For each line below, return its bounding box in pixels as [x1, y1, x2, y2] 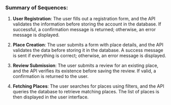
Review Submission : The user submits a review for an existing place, [12, 63, 159, 69]
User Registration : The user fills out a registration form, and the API [12, 16, 156, 22]
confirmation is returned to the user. [12, 73, 89, 80]
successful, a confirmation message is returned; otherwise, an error [12, 27, 156, 33]
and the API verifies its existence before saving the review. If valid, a [12, 68, 157, 74]
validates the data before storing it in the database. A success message [12, 47, 163, 54]
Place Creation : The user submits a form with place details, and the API [12, 42, 163, 48]
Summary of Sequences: [5, 4, 68, 11]
